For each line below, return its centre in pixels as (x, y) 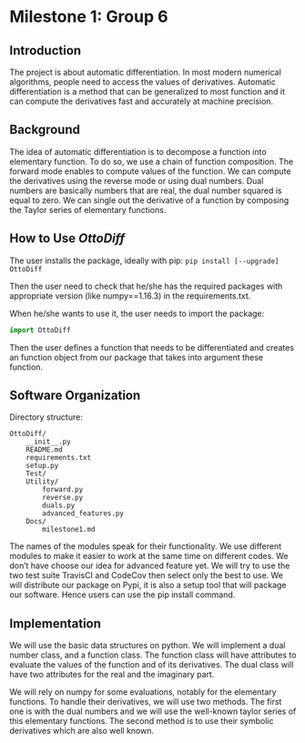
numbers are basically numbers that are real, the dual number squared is (146, 190)
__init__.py (48, 442)
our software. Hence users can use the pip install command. (122, 595)
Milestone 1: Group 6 (89, 17)
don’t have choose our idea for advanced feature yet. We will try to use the (150, 565)
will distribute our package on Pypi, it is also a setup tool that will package (148, 585)
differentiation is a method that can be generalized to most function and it (147, 92)
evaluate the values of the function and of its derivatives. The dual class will (152, 665)
